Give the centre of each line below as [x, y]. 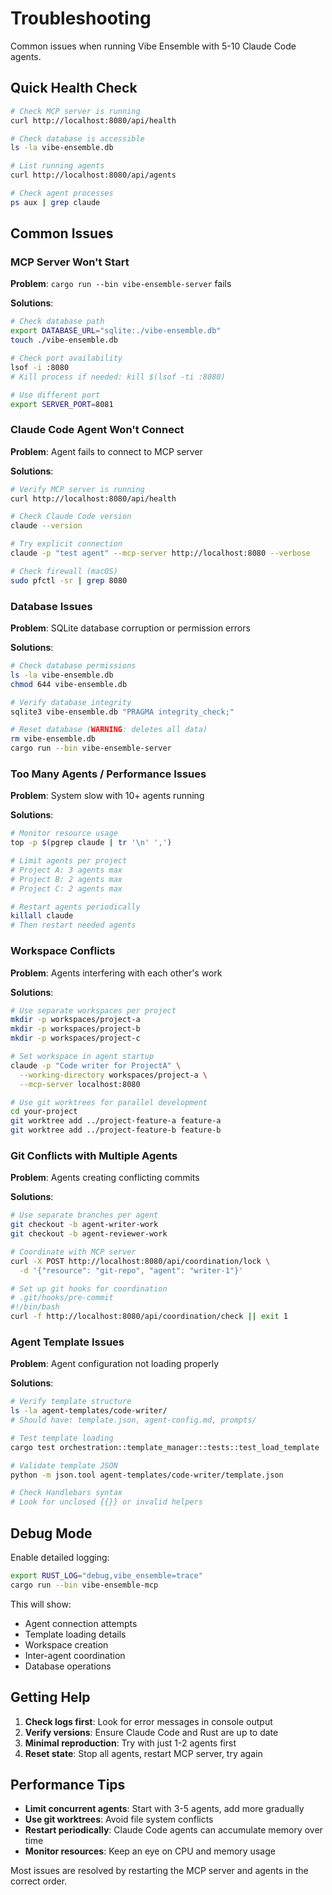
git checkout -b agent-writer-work [84, 1225]
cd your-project [44, 1112]
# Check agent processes [62, 193]
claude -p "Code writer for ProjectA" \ [96, 1065]
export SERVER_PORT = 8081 [62, 404]
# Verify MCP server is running [77, 489]
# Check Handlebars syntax [66, 1493]
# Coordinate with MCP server [73, 1252]
